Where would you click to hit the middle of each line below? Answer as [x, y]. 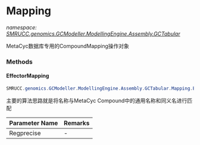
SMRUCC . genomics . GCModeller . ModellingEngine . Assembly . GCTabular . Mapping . [100, 89]
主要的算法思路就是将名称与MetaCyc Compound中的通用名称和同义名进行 [97, 100]
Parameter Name [34, 123]
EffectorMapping [28, 76]
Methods [19, 62]
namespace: [21, 27]
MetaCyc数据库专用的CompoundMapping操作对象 [68, 46]
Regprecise [25, 133]
